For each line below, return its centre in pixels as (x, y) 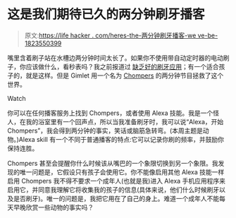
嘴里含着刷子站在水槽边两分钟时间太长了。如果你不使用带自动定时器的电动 (115, 58)
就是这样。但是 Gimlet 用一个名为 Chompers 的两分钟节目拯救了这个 (125, 75)
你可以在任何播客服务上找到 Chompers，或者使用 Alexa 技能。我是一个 (110, 113)
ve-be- (208, 35)
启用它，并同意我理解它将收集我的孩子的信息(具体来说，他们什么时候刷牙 (113, 189)
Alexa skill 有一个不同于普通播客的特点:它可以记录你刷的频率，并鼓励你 (121, 139)
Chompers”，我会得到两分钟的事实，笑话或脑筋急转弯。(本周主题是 (105, 131)
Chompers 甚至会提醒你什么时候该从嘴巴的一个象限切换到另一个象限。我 (113, 163)
